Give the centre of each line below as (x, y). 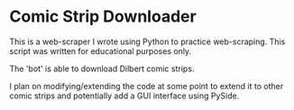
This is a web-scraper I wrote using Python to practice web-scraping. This (147, 41)
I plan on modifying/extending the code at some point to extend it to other (147, 86)
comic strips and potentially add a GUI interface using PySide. (124, 96)
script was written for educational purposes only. (101, 50)
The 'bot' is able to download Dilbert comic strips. (102, 69)
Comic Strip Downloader (103, 17)
